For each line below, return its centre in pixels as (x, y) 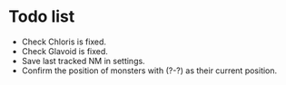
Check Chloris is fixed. (64, 42)
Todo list (42, 17)
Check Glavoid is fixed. (64, 51)
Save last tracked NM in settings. (84, 61)
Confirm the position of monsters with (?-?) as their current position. (149, 71)
